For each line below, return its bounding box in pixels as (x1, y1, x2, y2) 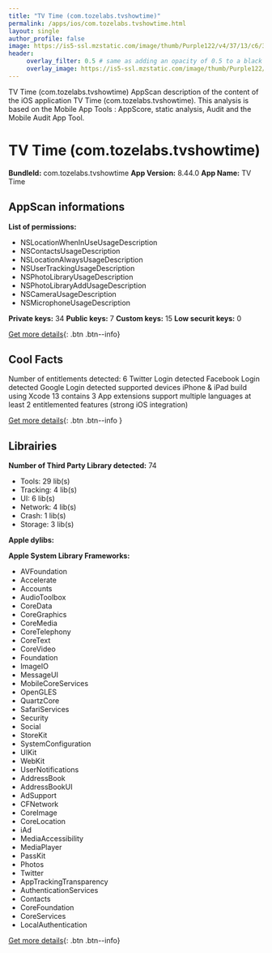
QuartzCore (19, 696, 60, 706)
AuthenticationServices (19, 886, 99, 895)
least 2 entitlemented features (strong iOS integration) (8, 400, 189, 410)
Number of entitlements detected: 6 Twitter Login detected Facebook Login (8, 374, 261, 384)
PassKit (19, 851, 46, 861)
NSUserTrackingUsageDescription (19, 263, 135, 273)
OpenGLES (19, 687, 57, 698)
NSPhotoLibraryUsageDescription (19, 272, 134, 281)
